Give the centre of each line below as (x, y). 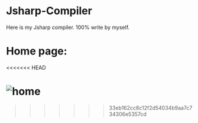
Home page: (37, 51)
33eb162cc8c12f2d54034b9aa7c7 (151, 108)
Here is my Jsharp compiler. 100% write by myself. (68, 27)
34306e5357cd (128, 114)
